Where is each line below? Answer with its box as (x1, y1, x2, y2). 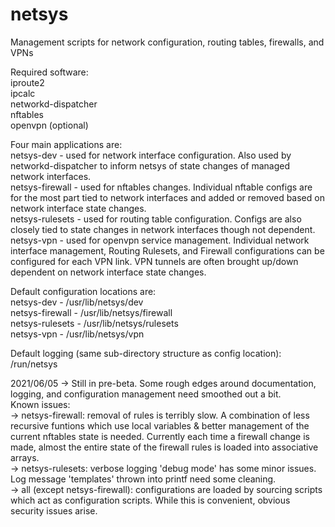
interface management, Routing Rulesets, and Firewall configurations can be (10, 244, 325, 257)
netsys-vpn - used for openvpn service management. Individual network (10, 234, 310, 246)
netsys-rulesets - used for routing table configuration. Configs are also (10, 213, 302, 225)
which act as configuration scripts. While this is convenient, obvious (10, 494, 291, 506)
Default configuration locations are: (10, 285, 157, 297)
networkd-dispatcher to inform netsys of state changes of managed (10, 159, 290, 172)
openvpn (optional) (10, 119, 89, 131)
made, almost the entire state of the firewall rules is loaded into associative (10, 441, 319, 453)
